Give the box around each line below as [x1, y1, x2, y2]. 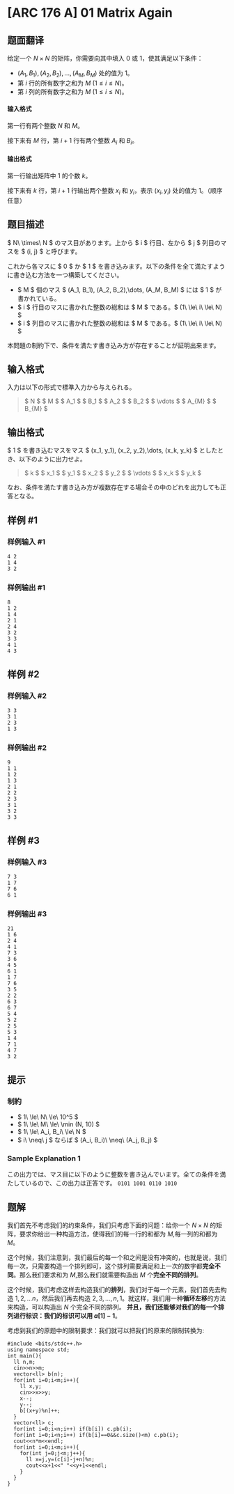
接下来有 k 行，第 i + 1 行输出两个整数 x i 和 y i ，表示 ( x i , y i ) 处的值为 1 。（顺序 [7, 187, 223, 196]
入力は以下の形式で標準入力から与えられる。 [7, 383, 136, 391]
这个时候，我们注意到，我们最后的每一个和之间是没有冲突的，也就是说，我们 [7, 1253, 227, 1261]
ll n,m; [13, 1358, 36, 1365]
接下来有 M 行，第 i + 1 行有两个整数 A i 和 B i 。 [7, 136, 139, 146]
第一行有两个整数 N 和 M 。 [7, 122, 84, 129]
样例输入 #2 [7, 691, 47, 700]
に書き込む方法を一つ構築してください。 [7, 270, 123, 279]
